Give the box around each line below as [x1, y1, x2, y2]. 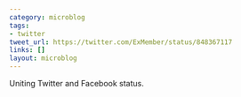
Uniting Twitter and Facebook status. [9, 78, 144, 88]
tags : [9, 21, 29, 30]
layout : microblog [9, 54, 77, 63]
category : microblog [9, 12, 86, 22]
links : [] [9, 46, 46, 55]
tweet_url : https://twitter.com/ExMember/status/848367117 [9, 37, 233, 47]
